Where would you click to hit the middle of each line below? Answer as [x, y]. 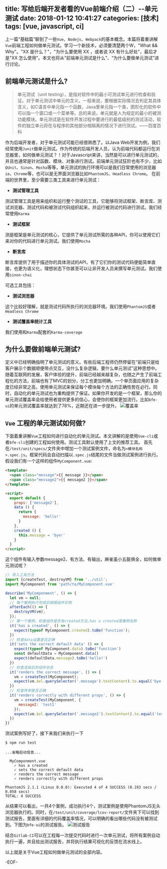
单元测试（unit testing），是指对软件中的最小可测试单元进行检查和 [84, 94]
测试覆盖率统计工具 [32, 321]
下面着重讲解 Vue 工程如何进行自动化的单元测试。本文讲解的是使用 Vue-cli [80, 436]
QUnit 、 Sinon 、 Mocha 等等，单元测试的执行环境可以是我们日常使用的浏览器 [81, 167]
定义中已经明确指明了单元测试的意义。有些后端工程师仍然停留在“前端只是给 [83, 362]
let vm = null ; [25, 598]
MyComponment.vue [28, 761]
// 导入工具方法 [20, 575]
